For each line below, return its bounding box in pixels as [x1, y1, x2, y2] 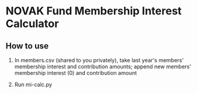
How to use [5, 41, 49, 51]
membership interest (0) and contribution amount [14, 69, 137, 76]
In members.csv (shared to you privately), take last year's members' [14, 57, 184, 63]
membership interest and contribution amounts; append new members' [14, 63, 192, 70]
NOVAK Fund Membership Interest [5, 4, 182, 18]
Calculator [5, 17, 59, 31]
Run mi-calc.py [14, 81, 52, 88]
